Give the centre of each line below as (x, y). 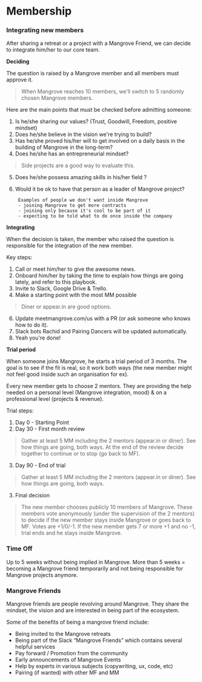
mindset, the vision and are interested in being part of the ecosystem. (93, 610)
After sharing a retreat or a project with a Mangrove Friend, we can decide (99, 43)
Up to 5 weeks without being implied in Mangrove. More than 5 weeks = (96, 562)
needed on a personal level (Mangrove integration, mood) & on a (86, 392)
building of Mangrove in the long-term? (64, 148)
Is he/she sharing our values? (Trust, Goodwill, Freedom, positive (96, 121)
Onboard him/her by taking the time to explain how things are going (99, 276)
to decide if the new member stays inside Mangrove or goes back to (106, 520)
